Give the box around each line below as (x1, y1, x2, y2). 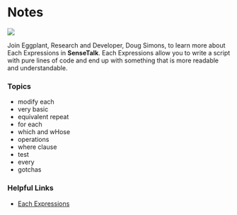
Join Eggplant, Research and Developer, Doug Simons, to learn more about (7, 40, 226, 50)
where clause (17, 143, 57, 151)
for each (17, 120, 42, 128)
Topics (7, 81, 32, 91)
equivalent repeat (17, 113, 69, 121)
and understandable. (7, 63, 68, 72)
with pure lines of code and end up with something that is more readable (7, 56, 219, 65)
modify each (17, 97, 54, 106)
